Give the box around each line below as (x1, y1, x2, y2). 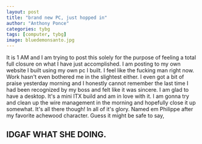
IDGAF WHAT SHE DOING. (6, 129, 106, 140)
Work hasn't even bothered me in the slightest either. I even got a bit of (6, 74, 184, 80)
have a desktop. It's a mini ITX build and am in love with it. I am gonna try (6, 92, 190, 100)
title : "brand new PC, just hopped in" (6, 15, 108, 21)
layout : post (6, 9, 40, 15)
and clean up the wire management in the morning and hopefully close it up (6, 99, 196, 106)
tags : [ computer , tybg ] (6, 32, 67, 38)
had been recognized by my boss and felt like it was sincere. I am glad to (6, 86, 189, 93)
